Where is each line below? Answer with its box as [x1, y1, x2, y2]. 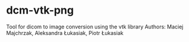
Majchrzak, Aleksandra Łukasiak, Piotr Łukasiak [6, 29, 124, 36]
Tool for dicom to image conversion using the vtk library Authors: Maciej [6, 23, 184, 30]
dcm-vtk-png [6, 4, 74, 17]
